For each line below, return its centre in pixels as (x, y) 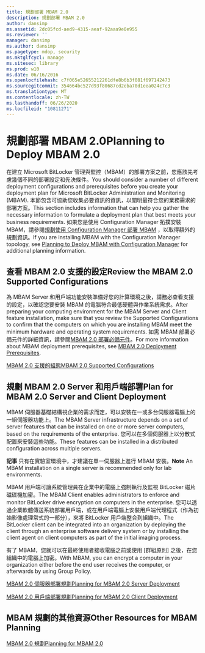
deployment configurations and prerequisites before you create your (92, 187)
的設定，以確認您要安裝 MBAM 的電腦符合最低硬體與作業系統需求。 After (97, 305)
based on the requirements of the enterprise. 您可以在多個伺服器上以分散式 (101, 434)
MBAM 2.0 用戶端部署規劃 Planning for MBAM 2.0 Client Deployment (92, 597)
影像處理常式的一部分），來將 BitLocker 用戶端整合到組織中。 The (92, 518)
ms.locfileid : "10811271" (39, 109)
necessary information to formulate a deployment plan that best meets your (101, 215)
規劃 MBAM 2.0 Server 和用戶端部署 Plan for (90, 386)
